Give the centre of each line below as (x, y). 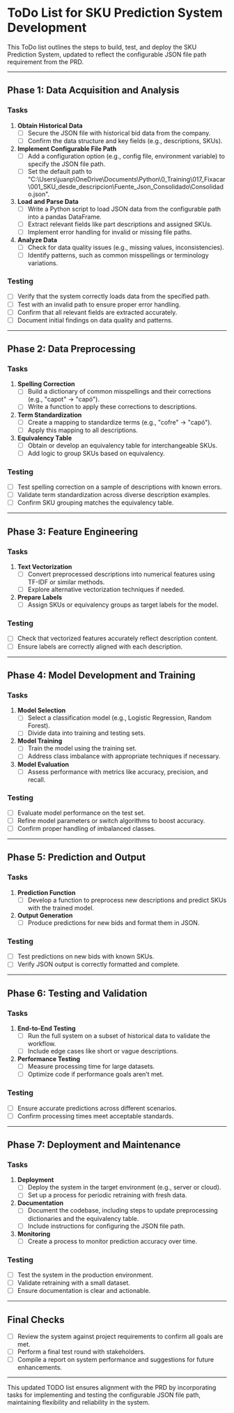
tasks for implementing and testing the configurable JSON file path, (104, 1395)
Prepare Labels (40, 598)
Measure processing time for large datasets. (91, 1067)
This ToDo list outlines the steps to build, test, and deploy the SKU (102, 47)
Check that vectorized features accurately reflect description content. (117, 638)
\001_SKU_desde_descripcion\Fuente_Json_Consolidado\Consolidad (126, 186)
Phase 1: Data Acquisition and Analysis (93, 90)
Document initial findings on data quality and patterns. (95, 320)
